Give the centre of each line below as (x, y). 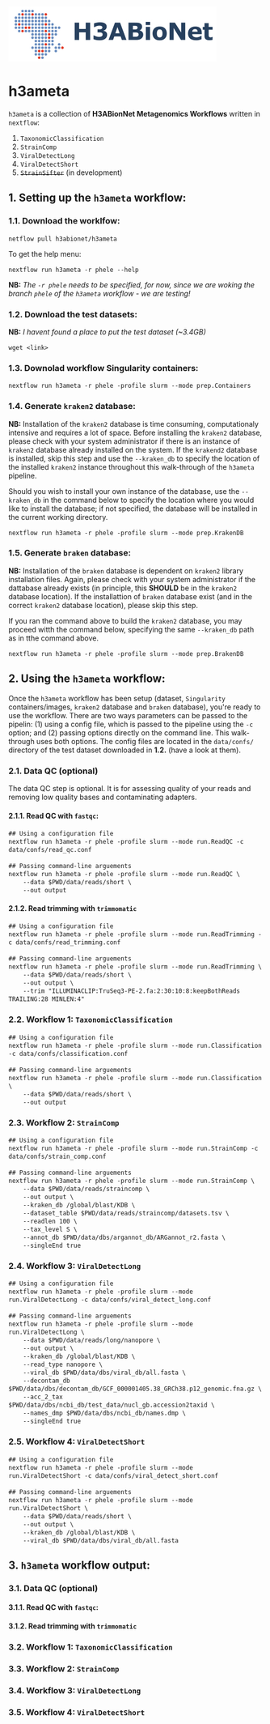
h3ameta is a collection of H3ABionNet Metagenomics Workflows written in (135, 113)
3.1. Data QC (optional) (53, 1588)
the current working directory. (58, 517)
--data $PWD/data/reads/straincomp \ (86, 1189)
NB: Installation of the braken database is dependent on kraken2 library (126, 570)
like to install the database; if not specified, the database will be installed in (133, 509)
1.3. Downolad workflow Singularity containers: (103, 368)
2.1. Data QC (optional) (53, 771)
